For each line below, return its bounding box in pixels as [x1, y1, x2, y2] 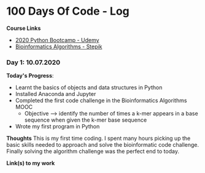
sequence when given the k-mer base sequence [24, 116, 147, 123]
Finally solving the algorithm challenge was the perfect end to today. [6, 148, 180, 155]
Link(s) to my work [6, 160, 55, 167]
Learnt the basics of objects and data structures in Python [15, 84, 163, 91]
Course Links [6, 24, 41, 32]
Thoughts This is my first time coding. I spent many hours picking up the [6, 134, 191, 142]
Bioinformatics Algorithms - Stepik [15, 43, 102, 50]
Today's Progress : [6, 72, 54, 79]
